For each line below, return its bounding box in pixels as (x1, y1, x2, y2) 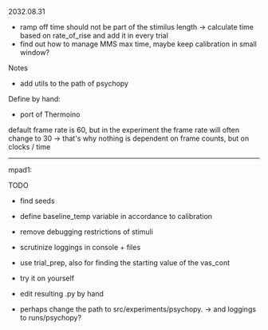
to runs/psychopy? (19, 313, 82, 322)
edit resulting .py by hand (19, 289, 104, 298)
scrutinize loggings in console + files (19, 243, 141, 252)
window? (19, 48, 50, 57)
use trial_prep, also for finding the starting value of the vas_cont (19, 258, 231, 267)
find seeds (19, 196, 55, 205)
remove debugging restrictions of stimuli (19, 227, 154, 237)
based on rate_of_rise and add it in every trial (19, 31, 169, 40)
